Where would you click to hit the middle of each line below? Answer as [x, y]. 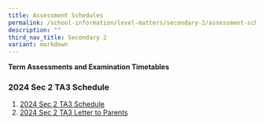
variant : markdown [38, 45]
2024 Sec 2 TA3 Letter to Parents [73, 113]
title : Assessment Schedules [56, 15]
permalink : [26, 23]
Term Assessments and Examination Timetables [89, 67]
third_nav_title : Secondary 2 [58, 37]
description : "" [35, 30]
